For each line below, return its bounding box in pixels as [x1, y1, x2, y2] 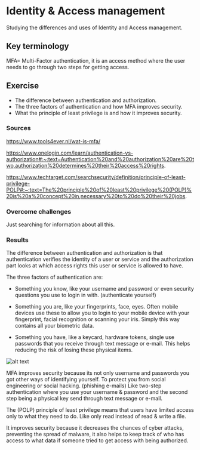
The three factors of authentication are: [6, 273, 103, 281]
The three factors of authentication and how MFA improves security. [14, 103, 183, 110]
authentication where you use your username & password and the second [6, 389, 188, 396]
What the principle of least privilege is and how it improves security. [14, 109, 182, 116]
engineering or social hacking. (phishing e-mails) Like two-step [6, 382, 162, 389]
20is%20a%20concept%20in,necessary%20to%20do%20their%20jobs [6, 192, 186, 199]
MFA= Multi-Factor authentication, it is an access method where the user [6, 57, 186, 64]
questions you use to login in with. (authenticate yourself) [14, 291, 156, 299]
